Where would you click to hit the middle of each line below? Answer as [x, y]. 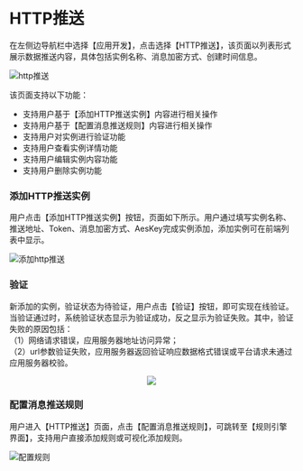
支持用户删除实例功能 [62, 170]
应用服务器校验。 [41, 363]
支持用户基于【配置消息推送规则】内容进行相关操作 [117, 125]
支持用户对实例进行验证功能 [74, 136]
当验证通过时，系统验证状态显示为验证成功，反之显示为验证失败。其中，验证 [151, 318]
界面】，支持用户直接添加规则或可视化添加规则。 [98, 438]
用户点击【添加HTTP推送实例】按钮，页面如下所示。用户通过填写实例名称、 [150, 217]
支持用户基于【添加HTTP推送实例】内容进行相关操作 [120, 114]
